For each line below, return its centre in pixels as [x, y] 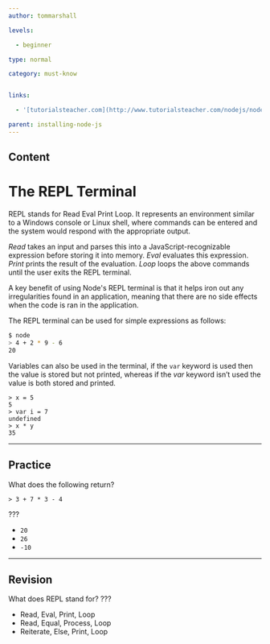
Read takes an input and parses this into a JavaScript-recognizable [119, 247]
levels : [21, 30]
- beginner [34, 45]
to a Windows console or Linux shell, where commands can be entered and [133, 223]
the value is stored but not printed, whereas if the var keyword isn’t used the [135, 374]
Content [29, 157]
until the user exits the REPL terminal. [70, 272]
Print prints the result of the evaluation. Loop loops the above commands [129, 264]
